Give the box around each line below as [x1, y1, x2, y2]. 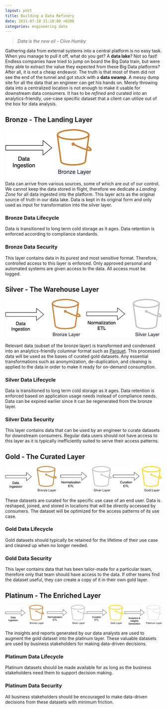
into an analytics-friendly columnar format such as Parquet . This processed [5, 348, 160, 354]
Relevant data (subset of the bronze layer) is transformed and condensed [5, 343, 156, 349]
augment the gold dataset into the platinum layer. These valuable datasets [5, 635, 157, 641]
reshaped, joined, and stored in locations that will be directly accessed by [5, 502, 156, 509]
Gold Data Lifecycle [5, 526, 53, 533]
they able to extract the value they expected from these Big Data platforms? [5, 64, 160, 70]
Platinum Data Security [5, 682, 62, 689]
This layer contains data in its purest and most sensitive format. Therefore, [5, 255, 158, 261]
